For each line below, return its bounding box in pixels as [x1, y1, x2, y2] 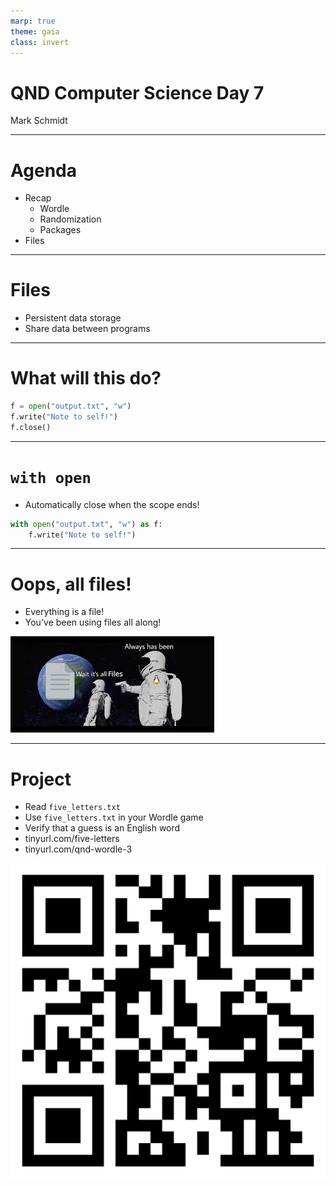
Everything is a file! [24, 606, 105, 618]
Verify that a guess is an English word [24, 822, 181, 834]
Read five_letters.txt [24, 801, 121, 813]
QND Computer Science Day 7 [10, 81, 265, 104]
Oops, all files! [10, 573, 132, 595]
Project [10, 768, 72, 790]
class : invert [10, 37, 70, 47]
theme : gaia [10, 26, 60, 37]
